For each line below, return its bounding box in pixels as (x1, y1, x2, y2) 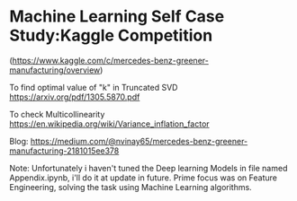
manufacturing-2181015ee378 (9, 145, 120, 156)
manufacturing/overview (9, 65, 101, 75)
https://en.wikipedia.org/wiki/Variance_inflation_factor (9, 118, 210, 129)
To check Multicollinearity (9, 109, 105, 119)
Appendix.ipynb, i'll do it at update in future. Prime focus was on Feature (9, 172, 277, 183)
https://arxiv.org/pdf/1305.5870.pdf (9, 92, 140, 102)
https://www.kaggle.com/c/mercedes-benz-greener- (12, 55, 209, 66)
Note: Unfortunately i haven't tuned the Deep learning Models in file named (9, 162, 288, 173)
